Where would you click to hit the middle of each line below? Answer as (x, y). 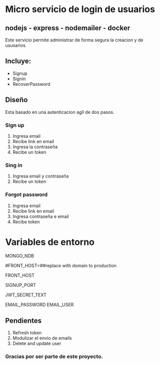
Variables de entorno (50, 242)
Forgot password (26, 195)
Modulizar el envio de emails (42, 338)
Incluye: (18, 61)
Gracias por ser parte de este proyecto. (54, 356)
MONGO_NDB (20, 256)
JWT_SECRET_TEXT (26, 295)
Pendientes (23, 320)
